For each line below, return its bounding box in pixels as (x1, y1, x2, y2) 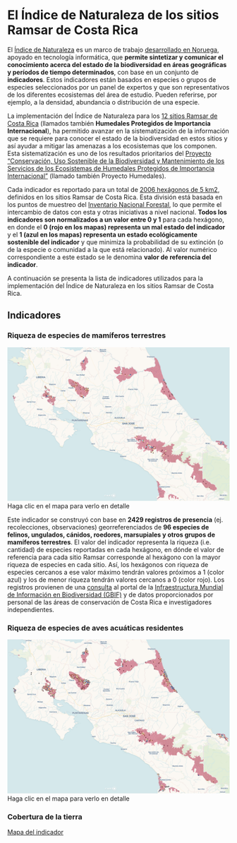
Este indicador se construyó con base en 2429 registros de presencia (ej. (7, 515, 224, 524)
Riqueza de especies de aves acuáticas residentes (7, 623, 184, 633)
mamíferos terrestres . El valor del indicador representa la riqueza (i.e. (7, 538, 212, 546)
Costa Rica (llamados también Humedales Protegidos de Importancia (7, 119, 211, 127)
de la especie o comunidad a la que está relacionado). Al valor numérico (7, 245, 217, 253)
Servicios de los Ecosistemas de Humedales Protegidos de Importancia (7, 164, 215, 172)
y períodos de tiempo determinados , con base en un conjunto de (7, 68, 199, 76)
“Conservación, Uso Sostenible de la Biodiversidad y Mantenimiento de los (7, 156, 225, 165)
